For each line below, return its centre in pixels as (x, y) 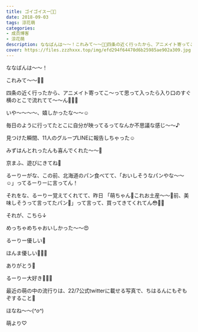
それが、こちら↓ (27, 215)
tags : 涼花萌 (21, 22)
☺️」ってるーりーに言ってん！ (42, 183)
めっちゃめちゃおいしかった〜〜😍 (48, 227)
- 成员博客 (18, 34)
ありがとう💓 (21, 265)
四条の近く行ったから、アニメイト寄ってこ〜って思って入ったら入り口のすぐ (99, 93)
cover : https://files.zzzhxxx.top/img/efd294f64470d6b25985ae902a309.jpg (99, 50)
